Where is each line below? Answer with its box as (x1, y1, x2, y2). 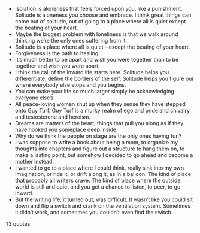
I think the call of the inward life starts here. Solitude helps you (14, 69, 169, 75)
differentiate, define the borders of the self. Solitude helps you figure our (14, 75, 195, 82)
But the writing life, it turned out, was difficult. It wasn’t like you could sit (14, 196, 193, 203)
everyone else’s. (14, 94, 56, 101)
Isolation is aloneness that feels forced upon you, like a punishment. (14, 5, 183, 12)
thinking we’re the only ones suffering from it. (14, 37, 128, 44)
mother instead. (14, 158, 54, 165)
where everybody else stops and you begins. (14, 81, 126, 89)
